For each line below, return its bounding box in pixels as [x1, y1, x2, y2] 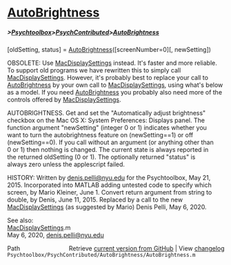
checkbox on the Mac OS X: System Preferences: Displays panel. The [7, 116, 205, 125]
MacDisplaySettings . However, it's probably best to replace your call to [7, 74, 209, 82]
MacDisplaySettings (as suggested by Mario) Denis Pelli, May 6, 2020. [7, 203, 207, 211]
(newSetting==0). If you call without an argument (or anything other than [7, 138, 214, 146]
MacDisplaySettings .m [7, 224, 71, 232]
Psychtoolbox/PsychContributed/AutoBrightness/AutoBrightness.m [7, 252, 196, 259]
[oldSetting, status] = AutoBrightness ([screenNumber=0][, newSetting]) [7, 46, 212, 54]
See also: [7, 216, 34, 225]
